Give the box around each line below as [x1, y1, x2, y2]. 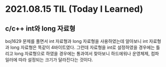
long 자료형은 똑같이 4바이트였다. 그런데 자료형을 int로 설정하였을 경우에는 [10, 44, 155, 50]
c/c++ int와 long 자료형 [5, 24, 76, 33]
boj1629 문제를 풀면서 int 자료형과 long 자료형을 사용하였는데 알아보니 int [5, 38, 148, 44]
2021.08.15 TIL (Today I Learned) [5, 3, 144, 15]
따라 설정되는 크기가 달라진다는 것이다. [18, 57, 93, 63]
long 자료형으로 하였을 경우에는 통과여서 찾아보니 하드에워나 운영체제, [14, 51, 150, 56]
